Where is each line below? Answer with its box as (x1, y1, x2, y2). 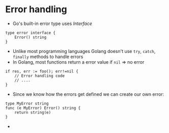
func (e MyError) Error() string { (5, 105, 81, 111)
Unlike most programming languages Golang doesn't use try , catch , (12, 48, 156, 54)
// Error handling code (14, 73, 65, 78)
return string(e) (14, 110, 51, 115)
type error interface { (5, 30, 56, 35)
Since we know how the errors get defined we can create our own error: (12, 91, 164, 97)
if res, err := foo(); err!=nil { (5, 69, 79, 74)
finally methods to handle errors (12, 54, 83, 60)
